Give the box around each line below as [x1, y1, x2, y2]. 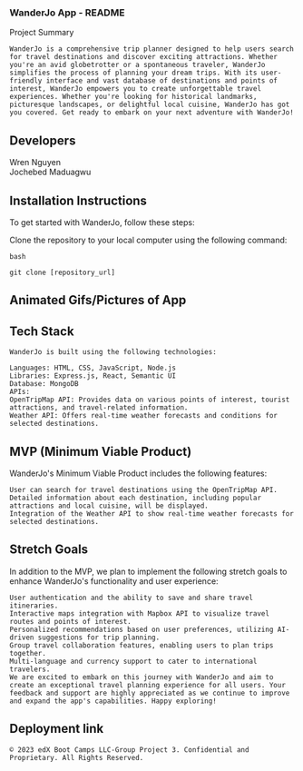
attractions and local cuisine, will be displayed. [9, 501, 209, 510]
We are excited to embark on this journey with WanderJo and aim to [9, 672, 274, 682]
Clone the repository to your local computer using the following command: [9, 234, 288, 245]
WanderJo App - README [9, 6, 125, 19]
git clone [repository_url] [9, 268, 116, 277]
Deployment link [9, 721, 104, 736]
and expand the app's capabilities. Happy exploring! [9, 697, 218, 706]
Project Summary [9, 27, 74, 38]
